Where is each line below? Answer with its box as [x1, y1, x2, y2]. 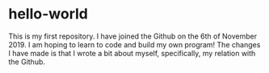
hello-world [8, 5, 89, 23]
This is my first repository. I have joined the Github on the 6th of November [8, 31, 257, 41]
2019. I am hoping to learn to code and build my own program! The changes [8, 39, 261, 49]
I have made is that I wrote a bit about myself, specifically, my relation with [8, 48, 256, 58]
